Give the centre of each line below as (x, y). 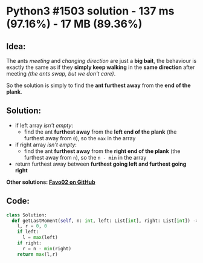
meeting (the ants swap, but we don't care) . (61, 73)
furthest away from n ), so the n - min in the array (85, 157)
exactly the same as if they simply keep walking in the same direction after (101, 67)
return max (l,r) (38, 254)
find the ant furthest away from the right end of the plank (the (102, 151)
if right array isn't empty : (46, 144)
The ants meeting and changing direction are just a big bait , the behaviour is (101, 61)
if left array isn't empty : (44, 125)
